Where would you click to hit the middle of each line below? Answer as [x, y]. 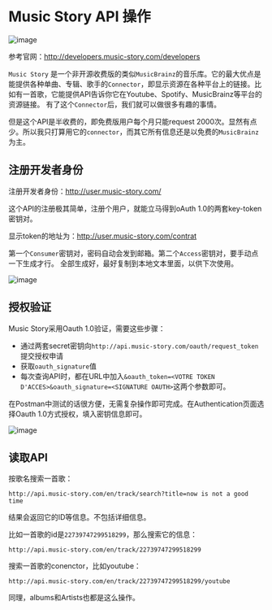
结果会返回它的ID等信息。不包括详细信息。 [80, 517]
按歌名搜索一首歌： [41, 479]
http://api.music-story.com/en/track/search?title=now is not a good [129, 494]
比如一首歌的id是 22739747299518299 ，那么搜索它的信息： [103, 534]
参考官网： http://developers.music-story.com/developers [104, 56]
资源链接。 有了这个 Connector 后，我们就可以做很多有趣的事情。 [115, 104]
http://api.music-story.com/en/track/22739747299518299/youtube [119, 582]
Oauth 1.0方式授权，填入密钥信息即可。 [81, 414]
